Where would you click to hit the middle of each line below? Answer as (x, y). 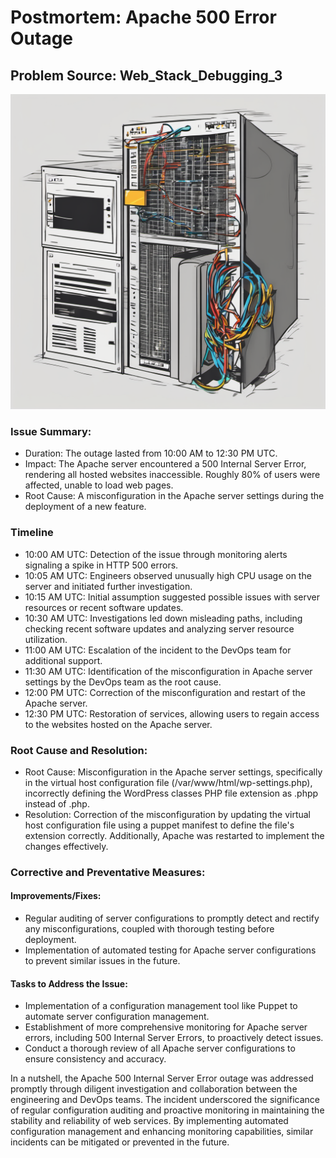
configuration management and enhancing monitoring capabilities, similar (162, 1132)
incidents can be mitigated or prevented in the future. (120, 1142)
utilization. (46, 639)
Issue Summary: (51, 431)
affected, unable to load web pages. (99, 485)
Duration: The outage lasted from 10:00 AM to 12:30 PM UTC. (151, 453)
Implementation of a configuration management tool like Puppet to (161, 1006)
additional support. (63, 660)
